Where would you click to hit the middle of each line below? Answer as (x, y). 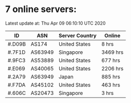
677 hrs (111, 60)
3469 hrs (112, 52)
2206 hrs (112, 68)
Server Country (78, 35)
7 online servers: (41, 9)
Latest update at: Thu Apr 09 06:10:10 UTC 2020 (55, 23)
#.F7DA (17, 85)
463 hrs (111, 85)
